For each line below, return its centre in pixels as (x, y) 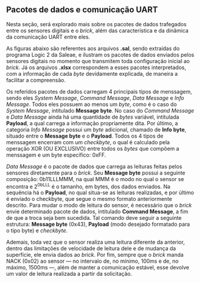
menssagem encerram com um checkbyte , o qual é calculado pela (88, 142)
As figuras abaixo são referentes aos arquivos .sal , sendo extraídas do (93, 48)
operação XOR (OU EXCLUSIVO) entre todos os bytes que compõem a (93, 148)
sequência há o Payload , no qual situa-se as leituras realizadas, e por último (100, 192)
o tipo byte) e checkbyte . (37, 231)
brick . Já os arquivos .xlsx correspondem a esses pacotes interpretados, (96, 67)
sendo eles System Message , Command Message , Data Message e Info (95, 98)
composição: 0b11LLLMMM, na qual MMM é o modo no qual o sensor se (95, 179)
